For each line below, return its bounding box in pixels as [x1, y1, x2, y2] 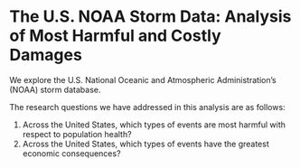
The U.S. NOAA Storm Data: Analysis [9, 6, 292, 27]
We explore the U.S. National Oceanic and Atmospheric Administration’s [9, 74, 277, 85]
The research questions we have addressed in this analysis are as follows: [9, 101, 286, 112]
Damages [9, 45, 83, 65]
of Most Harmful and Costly [9, 25, 221, 46]
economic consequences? [22, 147, 121, 159]
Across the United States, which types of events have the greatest [22, 138, 269, 149]
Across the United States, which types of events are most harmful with [22, 119, 286, 130]
